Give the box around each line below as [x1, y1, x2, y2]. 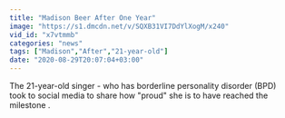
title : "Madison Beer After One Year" [9, 13, 156, 23]
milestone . [9, 100, 51, 110]
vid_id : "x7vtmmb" [9, 30, 79, 39]
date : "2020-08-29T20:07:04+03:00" [9, 55, 144, 64]
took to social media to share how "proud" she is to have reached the [9, 90, 269, 101]
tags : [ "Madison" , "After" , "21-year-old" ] [9, 47, 169, 56]
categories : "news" [9, 38, 84, 48]
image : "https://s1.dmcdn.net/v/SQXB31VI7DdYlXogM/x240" [9, 22, 230, 31]
